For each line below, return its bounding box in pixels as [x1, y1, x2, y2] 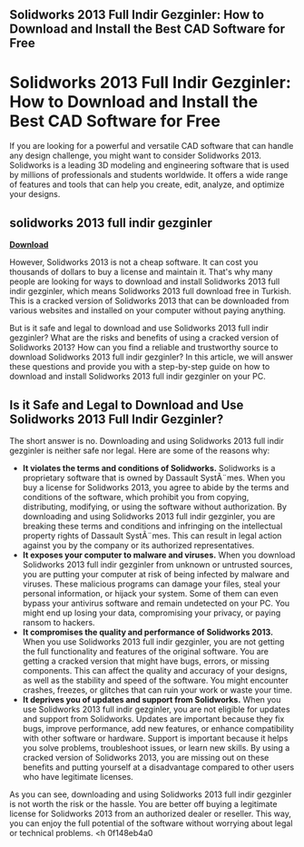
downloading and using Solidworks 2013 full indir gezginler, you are [22, 510, 276, 521]
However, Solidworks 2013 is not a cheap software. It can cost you [9, 257, 259, 268]
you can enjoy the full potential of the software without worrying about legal [9, 817, 293, 829]
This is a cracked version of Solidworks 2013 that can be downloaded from [9, 295, 289, 307]
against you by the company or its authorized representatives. [22, 539, 255, 550]
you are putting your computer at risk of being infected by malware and [22, 568, 290, 579]
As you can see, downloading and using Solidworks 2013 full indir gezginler [9, 789, 292, 800]
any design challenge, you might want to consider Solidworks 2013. [9, 150, 261, 162]
